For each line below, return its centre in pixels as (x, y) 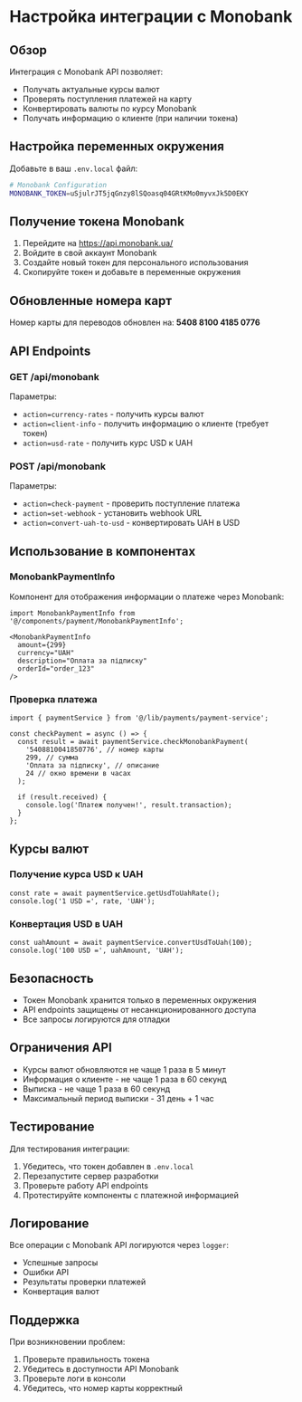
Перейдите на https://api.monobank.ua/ (98, 243)
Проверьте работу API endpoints (85, 1185)
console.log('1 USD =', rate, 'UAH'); (82, 901)
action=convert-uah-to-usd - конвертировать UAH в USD (131, 523)
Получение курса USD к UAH (76, 874)
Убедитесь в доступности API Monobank (100, 1369)
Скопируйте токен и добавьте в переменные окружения (132, 272)
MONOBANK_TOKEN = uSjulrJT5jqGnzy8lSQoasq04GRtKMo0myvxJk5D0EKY (129, 193)
